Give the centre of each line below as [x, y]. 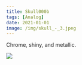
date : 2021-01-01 [28, 22]
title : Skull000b [28, 12]
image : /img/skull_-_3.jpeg [41, 28]
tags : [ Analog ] [25, 17]
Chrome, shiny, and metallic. [41, 45]
